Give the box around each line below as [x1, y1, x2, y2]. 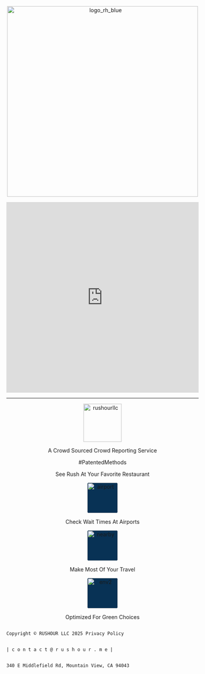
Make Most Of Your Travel [70, 566, 135, 573]
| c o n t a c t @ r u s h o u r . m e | [6, 647, 113, 653]
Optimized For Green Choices [65, 614, 140, 620]
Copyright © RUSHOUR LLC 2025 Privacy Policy [6, 631, 124, 637]
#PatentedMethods [78, 459, 127, 466]
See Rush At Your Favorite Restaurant [55, 470, 150, 478]
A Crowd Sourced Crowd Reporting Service [48, 447, 157, 454]
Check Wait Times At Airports [65, 518, 140, 525]
